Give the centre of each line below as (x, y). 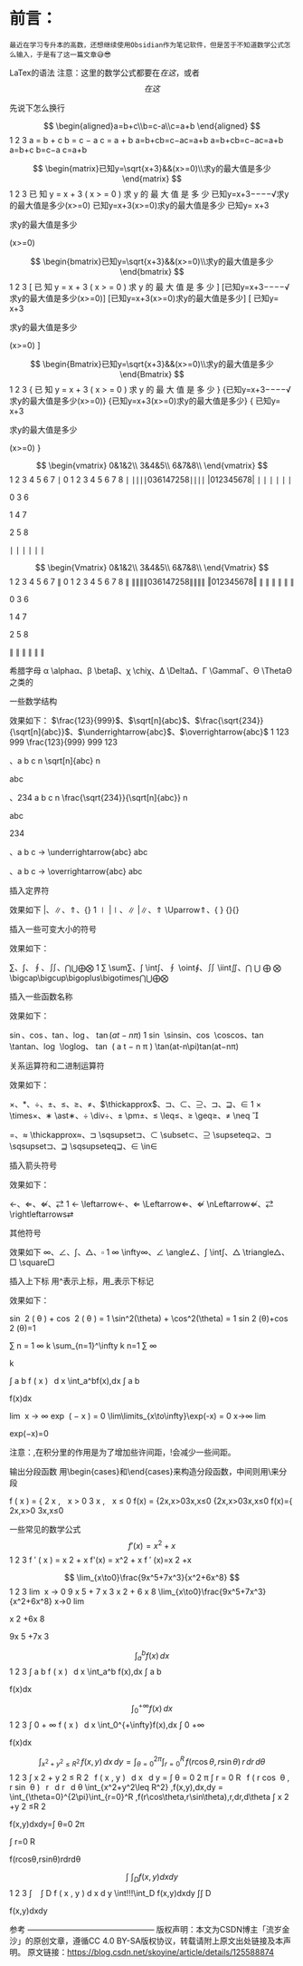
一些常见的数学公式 (45, 1529)
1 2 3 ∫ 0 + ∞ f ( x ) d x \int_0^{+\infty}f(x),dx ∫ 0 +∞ (107, 1725)
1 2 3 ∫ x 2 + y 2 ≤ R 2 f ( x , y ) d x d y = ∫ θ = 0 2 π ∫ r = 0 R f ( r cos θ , (150, 1777)
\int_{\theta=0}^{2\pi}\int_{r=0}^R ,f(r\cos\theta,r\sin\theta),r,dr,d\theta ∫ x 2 (149, 1796)
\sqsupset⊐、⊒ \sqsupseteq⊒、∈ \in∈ (84, 1146)
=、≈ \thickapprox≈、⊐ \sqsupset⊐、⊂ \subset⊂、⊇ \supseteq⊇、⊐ (141, 1134)
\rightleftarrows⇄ (42, 1214)
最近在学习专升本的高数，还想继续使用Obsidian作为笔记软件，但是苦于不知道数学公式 (147, 45)
